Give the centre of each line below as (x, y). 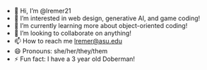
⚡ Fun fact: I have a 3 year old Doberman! (75, 59)
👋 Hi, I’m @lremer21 (43, 11)
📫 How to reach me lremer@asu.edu (68, 41)
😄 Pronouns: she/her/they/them (61, 51)
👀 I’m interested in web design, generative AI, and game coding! (107, 18)
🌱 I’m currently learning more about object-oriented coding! (101, 26)
